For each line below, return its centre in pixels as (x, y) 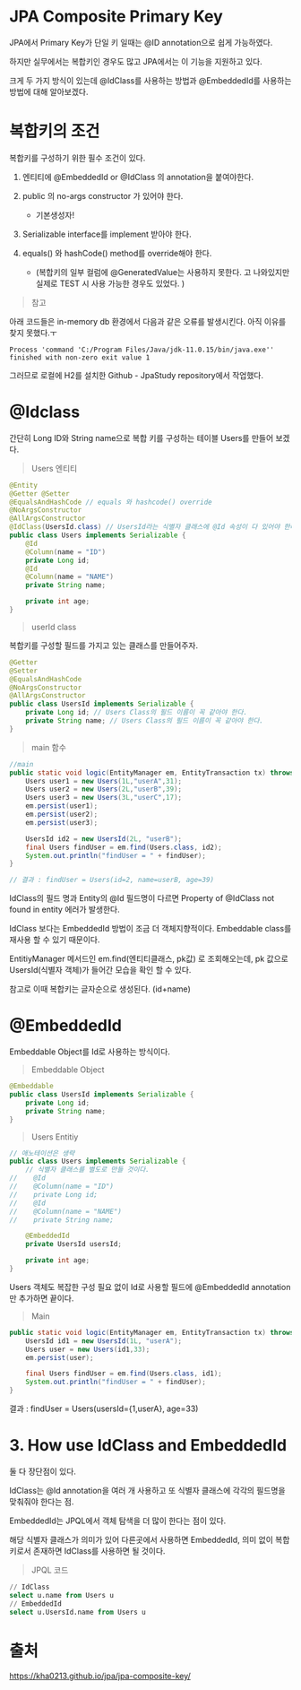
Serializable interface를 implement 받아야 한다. (107, 234)
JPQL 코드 (50, 1570)
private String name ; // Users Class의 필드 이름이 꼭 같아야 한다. (145, 721)
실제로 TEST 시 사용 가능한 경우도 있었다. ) (110, 283)
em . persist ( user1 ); (62, 806)
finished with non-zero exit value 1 (80, 357)
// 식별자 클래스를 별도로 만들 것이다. (88, 1170)
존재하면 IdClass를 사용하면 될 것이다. (99, 1551)
